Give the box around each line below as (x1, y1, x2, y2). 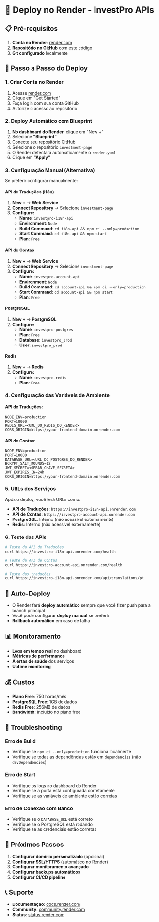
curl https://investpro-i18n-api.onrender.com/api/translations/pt (5, 576, 144, 581)
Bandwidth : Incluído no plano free (12, 709, 81, 715)
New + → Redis (12, 364, 44, 370)
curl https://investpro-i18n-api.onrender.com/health (5, 549, 116, 554)
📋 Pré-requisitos (5, 24, 58, 33)
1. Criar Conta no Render (5, 79, 64, 86)
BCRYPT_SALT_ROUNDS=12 (5, 461, 51, 466)
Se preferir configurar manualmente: (5, 178, 78, 184)
